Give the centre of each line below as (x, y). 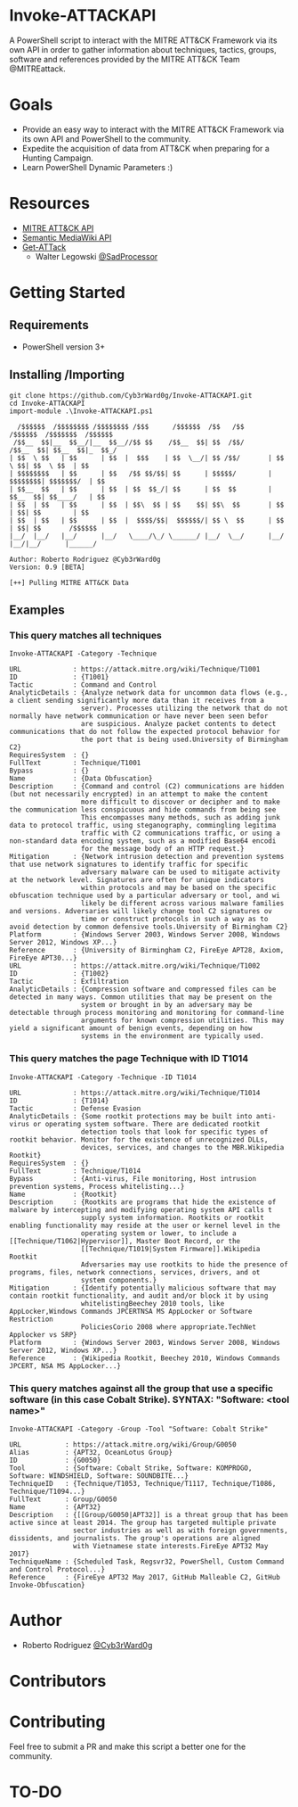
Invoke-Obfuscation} (48, 1585)
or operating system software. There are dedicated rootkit (146, 1124)
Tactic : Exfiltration (69, 982)
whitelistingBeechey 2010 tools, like (153, 1303)
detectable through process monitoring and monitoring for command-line (147, 1013)
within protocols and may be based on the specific (178, 888)
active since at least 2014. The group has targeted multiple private (143, 1522)
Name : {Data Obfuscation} (81, 779)
